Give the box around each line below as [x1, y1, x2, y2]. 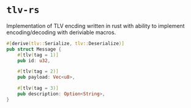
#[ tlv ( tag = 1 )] [17, 52, 59, 58]
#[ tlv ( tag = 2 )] [17, 68, 59, 74]
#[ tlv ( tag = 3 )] [17, 85, 59, 92]
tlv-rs [6, 4, 40, 16]
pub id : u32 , [17, 57, 51, 63]
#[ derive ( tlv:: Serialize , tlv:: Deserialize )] [6, 40, 124, 46]
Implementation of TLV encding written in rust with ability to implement [6, 22, 185, 29]
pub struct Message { [6, 46, 62, 52]
